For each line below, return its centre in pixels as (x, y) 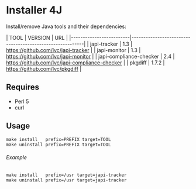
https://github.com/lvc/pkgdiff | (44, 68)
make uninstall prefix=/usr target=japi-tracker (66, 180)
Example (17, 157)
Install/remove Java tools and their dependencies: (66, 26)
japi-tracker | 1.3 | (111, 44)
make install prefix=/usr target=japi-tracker (66, 175)
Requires (23, 87)
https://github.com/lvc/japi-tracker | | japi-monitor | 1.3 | (73, 50)
